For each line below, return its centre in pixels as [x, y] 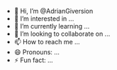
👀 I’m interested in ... [44, 19]
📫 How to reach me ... [47, 42]
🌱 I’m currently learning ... [52, 26]
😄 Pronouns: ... [37, 52]
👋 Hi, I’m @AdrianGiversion [54, 11]
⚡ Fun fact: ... [33, 60]
